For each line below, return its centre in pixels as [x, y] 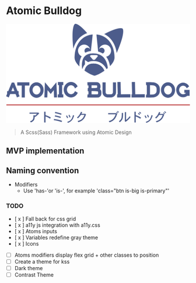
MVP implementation [45, 151]
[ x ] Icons [27, 243]
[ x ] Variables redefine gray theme [56, 237]
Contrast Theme [34, 275]
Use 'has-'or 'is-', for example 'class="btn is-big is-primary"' [96, 191]
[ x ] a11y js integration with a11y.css [57, 225]
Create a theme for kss [42, 261]
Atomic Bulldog [44, 11]
